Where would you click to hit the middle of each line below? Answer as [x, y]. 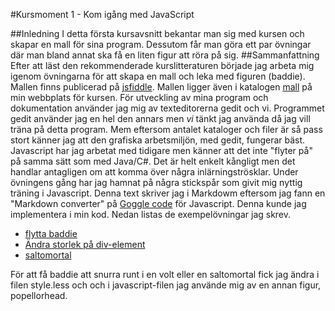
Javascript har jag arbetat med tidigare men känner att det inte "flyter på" [161, 150]
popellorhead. [39, 295]
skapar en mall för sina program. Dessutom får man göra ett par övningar [161, 44]
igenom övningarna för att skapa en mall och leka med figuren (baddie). [158, 76]
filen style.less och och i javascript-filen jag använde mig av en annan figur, [166, 285]
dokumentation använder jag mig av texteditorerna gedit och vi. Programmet [167, 108]
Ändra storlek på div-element [85, 244]
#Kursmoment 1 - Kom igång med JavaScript [102, 14]
